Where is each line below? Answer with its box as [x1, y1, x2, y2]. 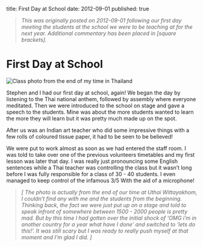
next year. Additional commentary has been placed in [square [21, 30, 177, 37]
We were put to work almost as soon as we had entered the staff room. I [6, 145, 187, 152]
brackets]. [21, 36, 47, 43]
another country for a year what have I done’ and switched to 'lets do [21, 220, 196, 228]
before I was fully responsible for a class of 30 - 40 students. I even [6, 170, 176, 177]
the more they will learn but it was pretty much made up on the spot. [6, 114, 177, 122]
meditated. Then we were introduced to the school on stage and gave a [6, 102, 185, 109]
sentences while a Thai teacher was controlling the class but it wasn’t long [6, 163, 192, 171]
